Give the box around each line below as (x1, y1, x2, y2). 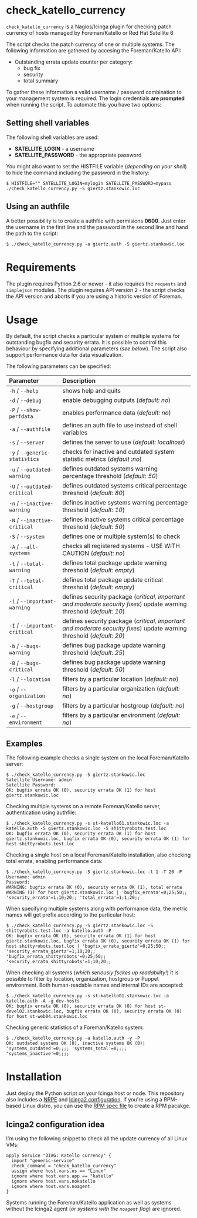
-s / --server (9, 438, 45, 446)
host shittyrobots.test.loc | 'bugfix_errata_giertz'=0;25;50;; (6, 943, 167, 950)
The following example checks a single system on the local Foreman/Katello (6, 754, 189, 761)
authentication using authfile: (6, 809, 76, 816)
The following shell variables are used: (6, 134, 99, 141)
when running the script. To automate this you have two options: (6, 101, 162, 108)
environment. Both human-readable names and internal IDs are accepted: (6, 981, 184, 989)
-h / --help (9, 387, 39, 395)
